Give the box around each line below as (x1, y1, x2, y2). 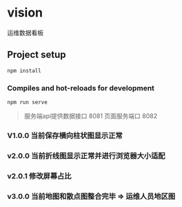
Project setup (7, 49, 67, 61)
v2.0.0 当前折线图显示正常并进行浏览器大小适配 (7, 150, 165, 160)
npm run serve (7, 99, 48, 106)
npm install (7, 67, 41, 74)
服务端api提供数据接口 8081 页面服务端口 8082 (23, 112, 157, 120)
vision (7, 5, 43, 21)
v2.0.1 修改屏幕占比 (7, 171, 72, 181)
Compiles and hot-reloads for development (7, 83, 155, 92)
